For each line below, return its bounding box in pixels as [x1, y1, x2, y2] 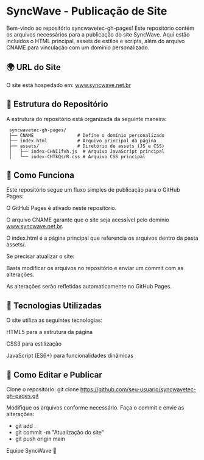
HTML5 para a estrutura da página [6, 329, 93, 336]
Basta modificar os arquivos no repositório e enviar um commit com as [6, 265, 184, 272]
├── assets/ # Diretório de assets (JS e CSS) [9, 143, 165, 149]
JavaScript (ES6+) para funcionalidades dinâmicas [6, 352, 134, 360]
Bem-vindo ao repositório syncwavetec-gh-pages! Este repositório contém [6, 24, 195, 32]
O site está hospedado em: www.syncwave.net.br [6, 81, 131, 89]
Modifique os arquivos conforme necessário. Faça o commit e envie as [6, 404, 185, 411]
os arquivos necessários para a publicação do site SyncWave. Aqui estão [6, 30, 190, 38]
